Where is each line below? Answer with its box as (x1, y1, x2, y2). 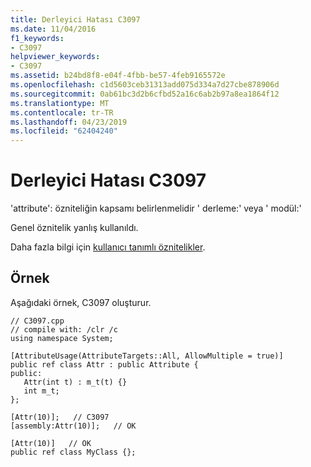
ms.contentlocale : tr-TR (10, 107, 114, 118)
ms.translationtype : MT (10, 98, 110, 108)
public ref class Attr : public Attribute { (10, 359, 199, 370)
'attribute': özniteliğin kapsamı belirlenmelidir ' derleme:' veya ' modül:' (10, 202, 302, 215)
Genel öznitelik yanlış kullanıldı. (10, 222, 139, 234)
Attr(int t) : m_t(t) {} (23, 377, 128, 387)
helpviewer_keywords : (10, 52, 101, 62)
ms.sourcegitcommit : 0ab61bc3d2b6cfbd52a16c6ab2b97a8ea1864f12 (10, 89, 280, 99)
